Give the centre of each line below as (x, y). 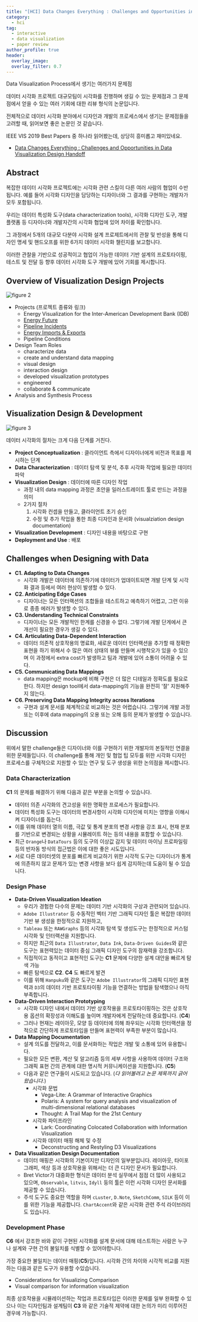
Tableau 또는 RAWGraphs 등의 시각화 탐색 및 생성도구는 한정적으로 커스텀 (106, 928)
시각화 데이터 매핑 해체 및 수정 (67, 1141)
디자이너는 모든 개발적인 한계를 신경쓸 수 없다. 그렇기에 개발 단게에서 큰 (105, 622)
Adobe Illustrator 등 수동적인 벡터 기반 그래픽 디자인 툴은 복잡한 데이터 (107, 914)
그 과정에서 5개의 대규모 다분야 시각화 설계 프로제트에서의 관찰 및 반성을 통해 (94, 235)
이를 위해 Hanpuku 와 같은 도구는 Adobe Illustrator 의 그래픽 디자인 (100, 980)
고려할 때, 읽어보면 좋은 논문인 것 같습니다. (55, 124)
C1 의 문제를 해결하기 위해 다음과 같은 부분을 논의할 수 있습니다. (79, 792)
